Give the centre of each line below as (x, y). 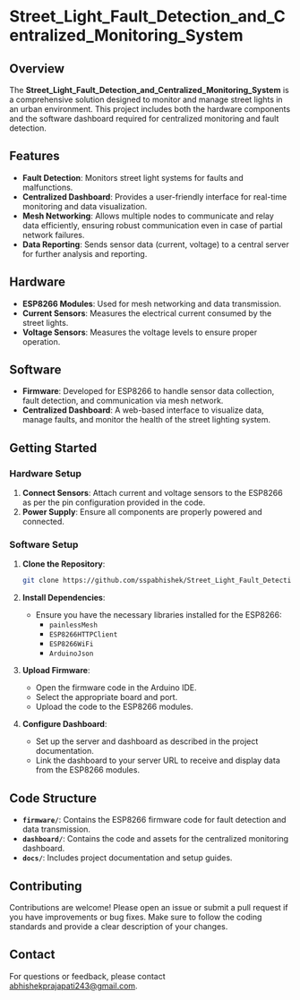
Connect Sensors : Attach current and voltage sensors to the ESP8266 (153, 493)
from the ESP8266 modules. (88, 770)
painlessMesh (73, 625)
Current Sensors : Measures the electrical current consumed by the (147, 313)
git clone (41, 581)
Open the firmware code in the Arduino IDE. (116, 688)
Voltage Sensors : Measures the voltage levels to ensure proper (140, 332)
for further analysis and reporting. (85, 253)
